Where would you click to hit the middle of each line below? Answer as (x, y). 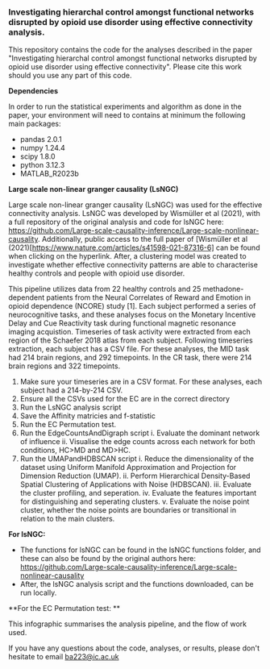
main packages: (35, 124)
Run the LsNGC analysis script (71, 407)
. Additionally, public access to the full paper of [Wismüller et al (143, 239)
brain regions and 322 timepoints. (64, 366)
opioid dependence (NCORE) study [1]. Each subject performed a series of (132, 306)
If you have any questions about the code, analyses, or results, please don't (134, 648)
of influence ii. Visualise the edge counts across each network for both (137, 442)
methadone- (223, 289)
